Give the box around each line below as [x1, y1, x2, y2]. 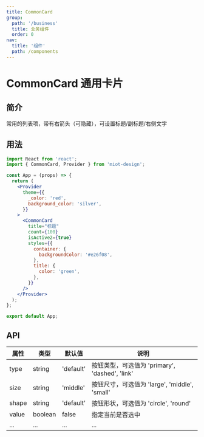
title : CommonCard [6, 9, 53, 15]
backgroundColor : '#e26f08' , [38, 252, 113, 258]
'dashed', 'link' [91, 369, 134, 377]
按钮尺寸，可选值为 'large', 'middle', [91, 380, 194, 388]
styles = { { [28, 240, 53, 246]
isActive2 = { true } [28, 235, 72, 241]
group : [6, 15, 23, 21]
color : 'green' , [38, 269, 80, 275]
